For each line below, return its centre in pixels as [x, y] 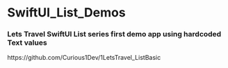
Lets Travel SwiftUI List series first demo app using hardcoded [114, 34]
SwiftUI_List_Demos [67, 13]
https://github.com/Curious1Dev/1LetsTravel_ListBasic [84, 58]
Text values [27, 43]
